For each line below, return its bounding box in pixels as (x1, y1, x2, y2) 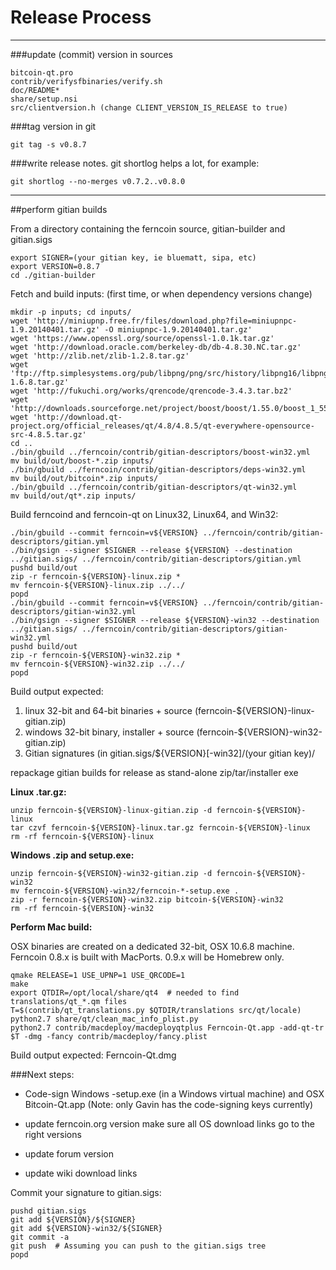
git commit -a (10, 1232, 70, 1242)
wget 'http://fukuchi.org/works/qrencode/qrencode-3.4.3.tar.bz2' (10, 386, 293, 396)
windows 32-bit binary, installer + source (24, 726, 195, 738)
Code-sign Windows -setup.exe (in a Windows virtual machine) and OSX (24, 1087, 325, 1100)
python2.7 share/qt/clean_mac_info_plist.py (10, 1014, 199, 1024)
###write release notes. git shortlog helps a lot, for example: (10, 157, 260, 169)
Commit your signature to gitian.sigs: (10, 1186, 162, 1198)
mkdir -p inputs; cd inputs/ (10, 307, 132, 317)
